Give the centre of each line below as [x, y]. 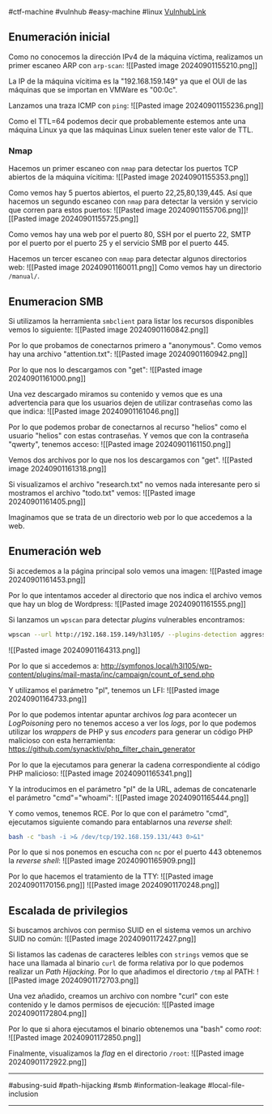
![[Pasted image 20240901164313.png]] [74, 650]
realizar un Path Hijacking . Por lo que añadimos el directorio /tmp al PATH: [132, 972]
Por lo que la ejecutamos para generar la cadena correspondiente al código [134, 764]
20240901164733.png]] [48, 699]
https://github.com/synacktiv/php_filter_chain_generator [102, 749]
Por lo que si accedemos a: [54, 665]
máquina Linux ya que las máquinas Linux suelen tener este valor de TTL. [131, 130]
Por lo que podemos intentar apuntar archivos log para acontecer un [123, 714]
